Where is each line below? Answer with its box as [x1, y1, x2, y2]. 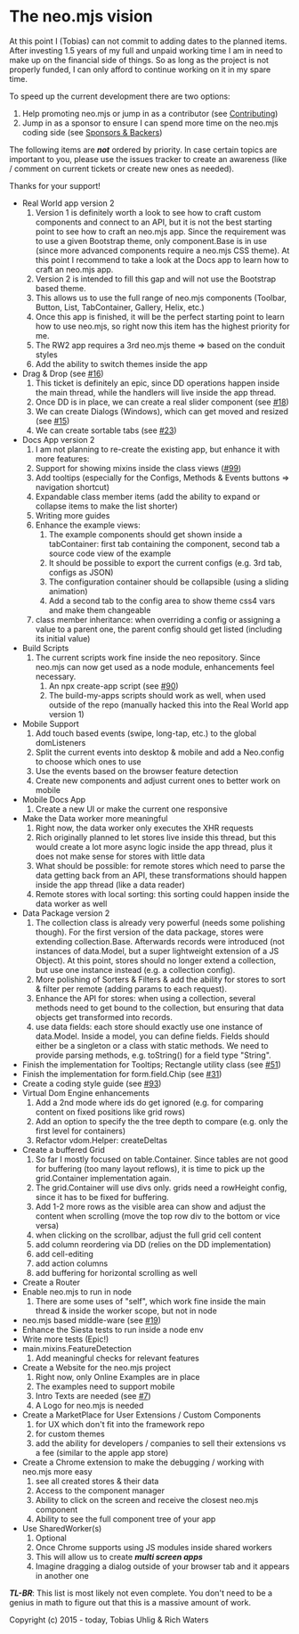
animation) [48, 585, 88, 596]
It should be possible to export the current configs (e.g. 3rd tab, [48, 557, 283, 568]
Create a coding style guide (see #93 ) [21, 1078, 162, 1089]
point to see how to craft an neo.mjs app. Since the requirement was [35, 225, 287, 237]
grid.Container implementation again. [35, 1172, 172, 1183]
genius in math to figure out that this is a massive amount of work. [9, 1597, 252, 1607]
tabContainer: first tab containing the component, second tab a [48, 538, 280, 549]
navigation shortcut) [35, 481, 109, 492]
